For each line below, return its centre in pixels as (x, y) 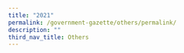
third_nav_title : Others (49, 37)
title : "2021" (31, 15)
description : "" (34, 30)
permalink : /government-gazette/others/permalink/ (92, 23)
